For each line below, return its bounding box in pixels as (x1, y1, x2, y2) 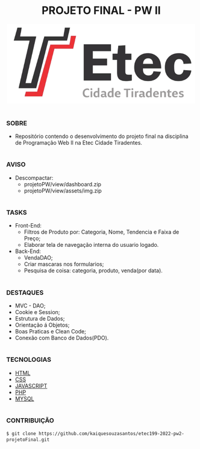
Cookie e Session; (14, 308, 60, 315)
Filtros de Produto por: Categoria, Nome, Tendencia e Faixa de (23, 228, 180, 236)
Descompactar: (14, 174, 54, 182)
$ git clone (6, 431, 36, 437)
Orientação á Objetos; (14, 321, 70, 329)
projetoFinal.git (6, 437, 50, 443)
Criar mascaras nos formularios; (23, 261, 104, 268)
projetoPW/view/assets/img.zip (23, 187, 102, 194)
